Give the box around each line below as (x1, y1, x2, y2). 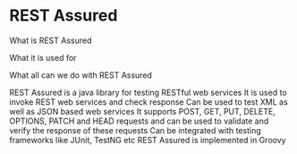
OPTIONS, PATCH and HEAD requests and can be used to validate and (9, 115, 269, 126)
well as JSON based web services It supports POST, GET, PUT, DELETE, (9, 106, 276, 116)
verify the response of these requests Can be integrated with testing (9, 124, 261, 135)
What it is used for (9, 52, 77, 63)
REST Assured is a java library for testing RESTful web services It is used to (9, 87, 288, 98)
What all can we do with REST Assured (9, 69, 152, 81)
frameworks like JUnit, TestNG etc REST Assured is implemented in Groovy (9, 134, 286, 145)
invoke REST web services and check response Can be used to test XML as (9, 96, 288, 107)
